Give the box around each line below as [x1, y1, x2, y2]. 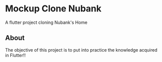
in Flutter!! [5, 52, 26, 58]
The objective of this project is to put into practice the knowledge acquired [5, 47, 158, 53]
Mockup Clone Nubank [5, 3, 102, 14]
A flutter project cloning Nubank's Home [5, 19, 88, 25]
